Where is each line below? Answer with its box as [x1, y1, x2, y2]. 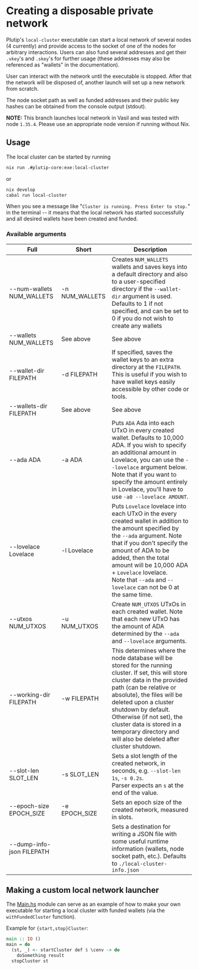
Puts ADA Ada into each [111, 418, 175, 427]
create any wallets [111, 321, 163, 329]
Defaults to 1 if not [111, 299, 163, 308]
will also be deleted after [111, 735, 180, 743]
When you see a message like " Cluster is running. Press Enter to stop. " [6, 203, 190, 210]
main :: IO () [6, 936, 41, 942]
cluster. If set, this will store [111, 668, 187, 677]
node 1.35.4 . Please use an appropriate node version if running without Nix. [6, 120, 190, 127]
